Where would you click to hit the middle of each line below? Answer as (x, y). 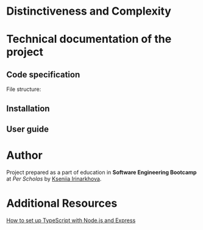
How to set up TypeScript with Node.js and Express (71, 220)
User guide (27, 129)
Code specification (43, 74)
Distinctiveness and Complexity (89, 11)
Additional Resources (62, 203)
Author (24, 155)
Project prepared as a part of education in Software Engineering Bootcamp (101, 172)
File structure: (24, 89)
